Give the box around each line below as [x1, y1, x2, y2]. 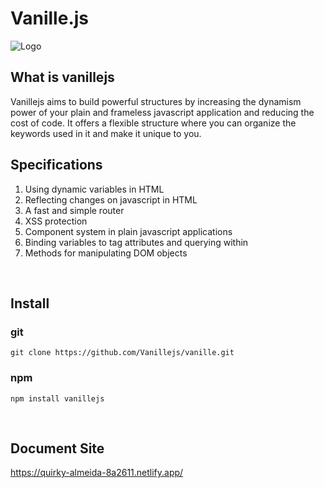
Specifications [10, 157, 103, 174]
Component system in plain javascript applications [24, 225, 233, 237]
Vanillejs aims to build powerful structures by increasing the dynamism [10, 95, 302, 107]
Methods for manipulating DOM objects [24, 247, 188, 259]
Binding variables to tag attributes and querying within [24, 236, 249, 248]
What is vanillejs [10, 69, 115, 86]
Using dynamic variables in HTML [24, 183, 165, 195]
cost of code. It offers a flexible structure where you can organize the [10, 117, 297, 129]
